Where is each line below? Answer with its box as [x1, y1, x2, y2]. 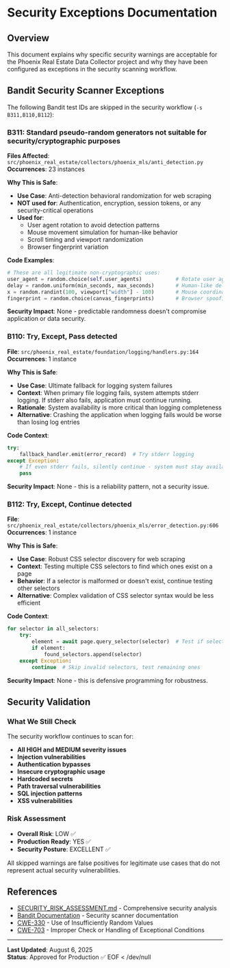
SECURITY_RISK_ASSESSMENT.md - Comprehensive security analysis [16, 904, 217, 912]
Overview [7, 32, 50, 44]
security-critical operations [16, 206, 94, 214]
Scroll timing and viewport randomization [27, 236, 144, 244]
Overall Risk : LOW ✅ [16, 829, 77, 837]
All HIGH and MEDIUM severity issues [16, 745, 127, 754]
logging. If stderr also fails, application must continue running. [16, 396, 192, 404]
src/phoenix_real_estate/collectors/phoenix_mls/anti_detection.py [7, 159, 204, 166]
